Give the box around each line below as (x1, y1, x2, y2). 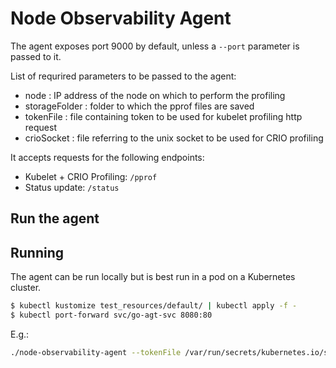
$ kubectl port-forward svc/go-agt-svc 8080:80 (10, 310, 213, 321)
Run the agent (10, 210, 100, 227)
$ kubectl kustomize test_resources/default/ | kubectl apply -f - (10, 301, 298, 311)
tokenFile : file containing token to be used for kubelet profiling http (24, 110, 303, 122)
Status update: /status (24, 181, 120, 193)
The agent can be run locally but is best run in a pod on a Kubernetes (10, 271, 296, 283)
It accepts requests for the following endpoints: (10, 151, 205, 163)
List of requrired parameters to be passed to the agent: (10, 70, 237, 82)
